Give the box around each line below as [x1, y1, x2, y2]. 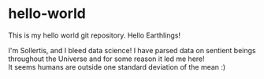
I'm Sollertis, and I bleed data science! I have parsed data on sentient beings [8, 45, 256, 55]
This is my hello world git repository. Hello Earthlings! [8, 31, 181, 40]
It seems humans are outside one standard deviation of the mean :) [8, 62, 226, 71]
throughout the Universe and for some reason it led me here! [8, 54, 205, 63]
